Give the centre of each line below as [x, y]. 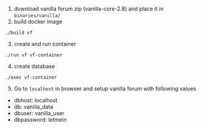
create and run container [45, 44]
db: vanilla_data [33, 107]
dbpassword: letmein [40, 120]
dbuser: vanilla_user [39, 113]
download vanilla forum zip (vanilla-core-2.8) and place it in [89, 9]
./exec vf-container [31, 78]
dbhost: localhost [36, 100]
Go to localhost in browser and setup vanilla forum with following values [105, 88]
